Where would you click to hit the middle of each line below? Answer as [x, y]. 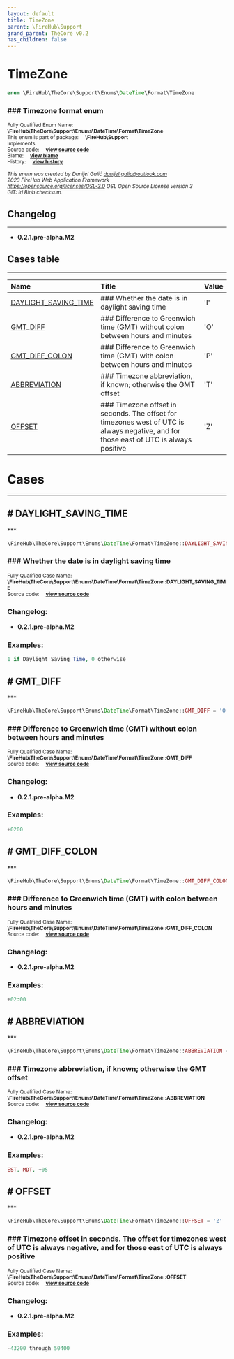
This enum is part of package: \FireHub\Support [68, 138]
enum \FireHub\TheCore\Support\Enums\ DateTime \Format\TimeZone [101, 93]
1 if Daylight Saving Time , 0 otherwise [67, 660]
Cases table [34, 259]
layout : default [31, 14]
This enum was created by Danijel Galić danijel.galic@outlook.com [87, 174]
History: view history [35, 162]
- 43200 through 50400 [39, 1349]
